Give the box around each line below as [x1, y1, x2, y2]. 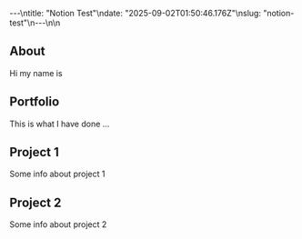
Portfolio [9, 95, 60, 110]
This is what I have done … [9, 118, 110, 129]
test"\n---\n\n [9, 17, 61, 28]
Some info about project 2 [9, 219, 107, 230]
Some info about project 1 [9, 168, 106, 180]
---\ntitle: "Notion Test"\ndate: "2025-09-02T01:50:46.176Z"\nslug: [9, 8, 262, 18]
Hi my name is [9, 67, 63, 78]
